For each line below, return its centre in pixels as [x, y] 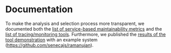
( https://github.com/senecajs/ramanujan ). [50, 45]
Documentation [39, 9]
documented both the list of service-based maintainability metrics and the [84, 29]
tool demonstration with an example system [51, 40]
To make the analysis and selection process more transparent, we [75, 23]
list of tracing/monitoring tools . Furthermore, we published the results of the [85, 34]
